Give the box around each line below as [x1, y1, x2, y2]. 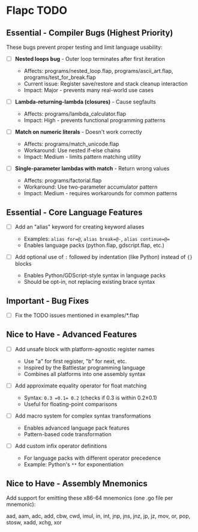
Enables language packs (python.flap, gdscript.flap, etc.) [23, 242, 165, 249]
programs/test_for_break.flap [23, 74, 96, 81]
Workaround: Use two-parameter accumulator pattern [23, 183, 158, 190]
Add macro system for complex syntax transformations [14, 412, 151, 419]
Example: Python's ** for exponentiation [23, 461, 124, 468]
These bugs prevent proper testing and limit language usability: [6, 43, 163, 51]
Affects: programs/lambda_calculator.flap [23, 110, 127, 117]
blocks [14, 260, 32, 268]
